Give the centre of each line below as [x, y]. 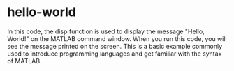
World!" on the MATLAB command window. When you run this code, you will [117, 38]
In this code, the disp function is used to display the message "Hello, [106, 31]
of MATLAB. [24, 61]
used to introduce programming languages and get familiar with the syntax [115, 54]
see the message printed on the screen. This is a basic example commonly [115, 46]
